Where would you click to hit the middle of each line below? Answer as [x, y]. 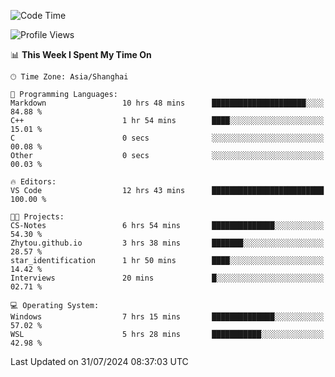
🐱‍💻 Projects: [37, 217]
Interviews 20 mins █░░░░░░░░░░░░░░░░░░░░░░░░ [167, 278]
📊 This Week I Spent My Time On [81, 54]
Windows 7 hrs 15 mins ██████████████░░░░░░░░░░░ [167, 317]
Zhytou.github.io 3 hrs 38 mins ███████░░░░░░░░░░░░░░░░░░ [167, 243]
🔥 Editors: [33, 182]
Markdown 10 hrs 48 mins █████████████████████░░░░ [167, 103]
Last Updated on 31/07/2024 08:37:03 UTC [99, 361]
